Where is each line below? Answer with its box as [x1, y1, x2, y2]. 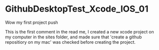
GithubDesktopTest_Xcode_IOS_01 [5, 3, 149, 15]
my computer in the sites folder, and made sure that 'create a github [5, 34, 142, 40]
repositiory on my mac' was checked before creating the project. [5, 39, 136, 45]
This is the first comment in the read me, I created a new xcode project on [5, 29, 154, 34]
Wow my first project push [5, 19, 58, 25]
